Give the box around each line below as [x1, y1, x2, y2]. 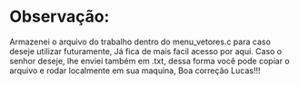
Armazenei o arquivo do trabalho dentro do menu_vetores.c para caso [9, 36, 271, 47]
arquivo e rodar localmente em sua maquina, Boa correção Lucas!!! [9, 65, 261, 76]
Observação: [9, 6, 110, 27]
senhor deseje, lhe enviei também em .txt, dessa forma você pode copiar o [9, 55, 290, 66]
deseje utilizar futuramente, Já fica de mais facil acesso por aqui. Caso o [9, 45, 283, 56]
